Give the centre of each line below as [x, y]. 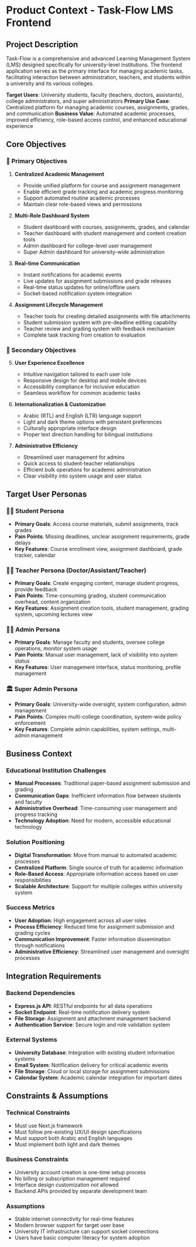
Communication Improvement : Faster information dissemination [92, 939]
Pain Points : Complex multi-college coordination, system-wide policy [98, 717]
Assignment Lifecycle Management [59, 305]
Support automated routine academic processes [82, 198]
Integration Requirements [54, 977]
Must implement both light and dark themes [67, 1144]
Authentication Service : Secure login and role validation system [92, 1024]
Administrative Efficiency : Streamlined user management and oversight [102, 952]
